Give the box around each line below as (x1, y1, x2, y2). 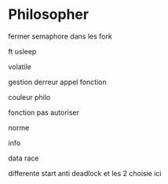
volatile (8, 61, 31, 72)
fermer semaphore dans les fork (8, 31, 112, 41)
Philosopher (8, 6, 89, 24)
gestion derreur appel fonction (8, 77, 108, 86)
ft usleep (8, 46, 37, 56)
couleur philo (8, 92, 51, 101)
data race (8, 153, 39, 163)
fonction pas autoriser (8, 108, 80, 117)
